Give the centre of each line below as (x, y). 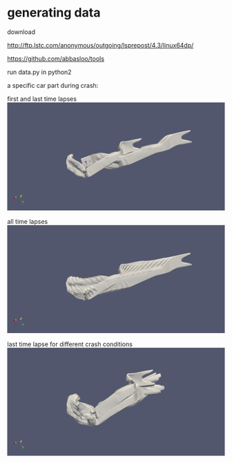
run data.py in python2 (39, 72)
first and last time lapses (42, 99)
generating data (54, 13)
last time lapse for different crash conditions (70, 344)
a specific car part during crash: (53, 85)
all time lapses (28, 221)
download (21, 32)
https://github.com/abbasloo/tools (56, 58)
